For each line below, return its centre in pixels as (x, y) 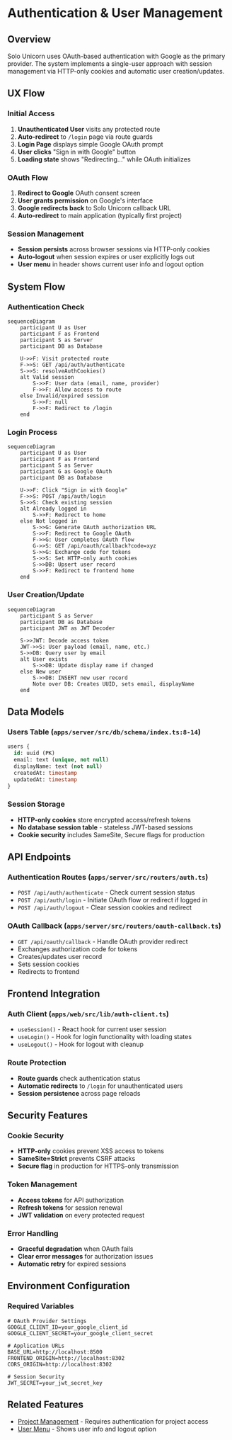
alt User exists (44, 659)
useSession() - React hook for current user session (92, 1029)
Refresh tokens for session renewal (70, 1207)
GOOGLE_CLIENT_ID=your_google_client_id (68, 1327)
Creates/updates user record (60, 956)
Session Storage (36, 804)
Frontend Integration (54, 994)
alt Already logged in (53, 509)
